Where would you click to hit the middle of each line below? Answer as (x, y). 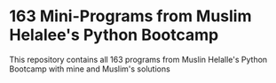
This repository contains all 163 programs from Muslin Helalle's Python (138, 59)
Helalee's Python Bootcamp (114, 35)
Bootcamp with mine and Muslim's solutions (90, 69)
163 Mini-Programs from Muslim (130, 16)
